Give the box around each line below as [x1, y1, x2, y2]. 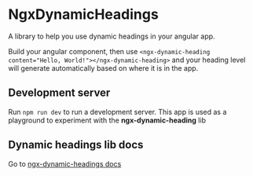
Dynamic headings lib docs [8, 138, 144, 152]
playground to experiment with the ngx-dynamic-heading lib [8, 115, 207, 125]
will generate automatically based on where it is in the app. [8, 63, 199, 72]
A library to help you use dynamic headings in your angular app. [8, 31, 215, 41]
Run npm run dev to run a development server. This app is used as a [8, 107, 227, 116]
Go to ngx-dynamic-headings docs [8, 159, 122, 168]
